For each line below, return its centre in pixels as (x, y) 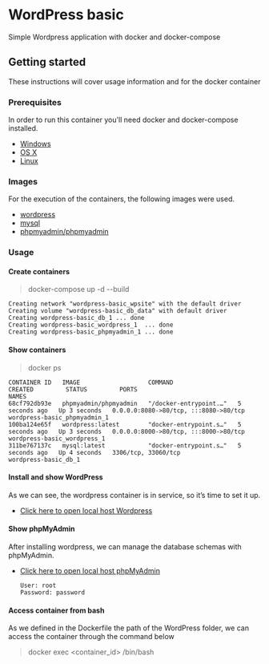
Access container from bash (56, 610)
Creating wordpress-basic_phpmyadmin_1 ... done (91, 332)
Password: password (52, 593)
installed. (23, 128)
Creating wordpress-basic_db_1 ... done (77, 318)
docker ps (44, 367)
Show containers (37, 350)
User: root (38, 586)
